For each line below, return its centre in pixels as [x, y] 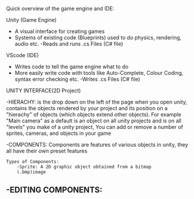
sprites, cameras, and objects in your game [59, 133]
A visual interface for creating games [60, 31]
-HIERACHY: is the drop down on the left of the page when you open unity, [97, 102]
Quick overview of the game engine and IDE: [60, 9]
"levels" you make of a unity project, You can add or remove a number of [95, 127]
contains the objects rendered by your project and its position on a [87, 108]
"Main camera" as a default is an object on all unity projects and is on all [94, 121]
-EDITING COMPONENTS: [54, 190]
